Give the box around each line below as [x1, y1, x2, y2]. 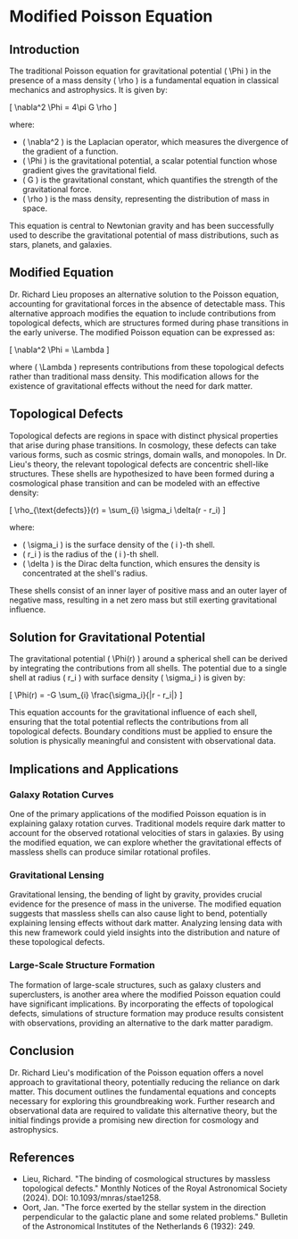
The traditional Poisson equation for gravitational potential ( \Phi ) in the [9, 65, 272, 76]
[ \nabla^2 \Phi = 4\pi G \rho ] [9, 102, 118, 113]
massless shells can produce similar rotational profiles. [9, 847, 211, 857]
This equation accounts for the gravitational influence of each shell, [9, 707, 258, 718]
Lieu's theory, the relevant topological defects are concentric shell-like [9, 459, 269, 469]
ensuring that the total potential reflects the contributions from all [9, 717, 249, 728]
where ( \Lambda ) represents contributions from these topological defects [9, 361, 285, 372]
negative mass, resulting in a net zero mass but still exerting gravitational [9, 594, 277, 605]
